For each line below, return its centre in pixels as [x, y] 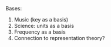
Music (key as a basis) [41, 19]
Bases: [14, 8]
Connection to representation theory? [59, 38]
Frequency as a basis [40, 32]
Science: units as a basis [44, 26]
